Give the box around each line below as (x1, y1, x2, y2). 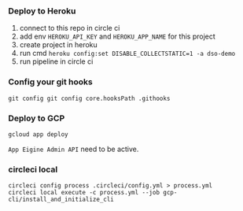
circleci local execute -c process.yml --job (8, 189, 160, 197)
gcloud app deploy (8, 130, 68, 139)
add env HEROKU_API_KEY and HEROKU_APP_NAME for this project (19, 31, 216, 41)
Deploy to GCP (8, 113, 65, 124)
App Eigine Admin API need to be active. (8, 144, 139, 154)
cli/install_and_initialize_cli (8, 195, 114, 204)
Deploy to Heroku (8, 6, 76, 17)
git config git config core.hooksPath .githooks (8, 94, 171, 102)
